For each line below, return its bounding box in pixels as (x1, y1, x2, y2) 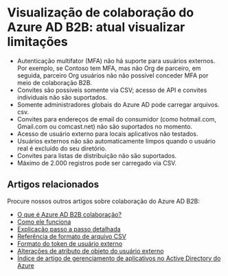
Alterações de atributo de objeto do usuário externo (16, 246, 164, 255)
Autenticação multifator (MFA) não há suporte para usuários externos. (16, 56, 216, 65)
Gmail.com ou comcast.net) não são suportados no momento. (16, 122, 192, 130)
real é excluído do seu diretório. (16, 144, 107, 152)
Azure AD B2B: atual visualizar (7, 19, 185, 35)
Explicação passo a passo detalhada (16, 225, 121, 233)
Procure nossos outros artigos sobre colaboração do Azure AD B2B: (7, 197, 201, 205)
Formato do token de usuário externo (16, 239, 122, 248)
